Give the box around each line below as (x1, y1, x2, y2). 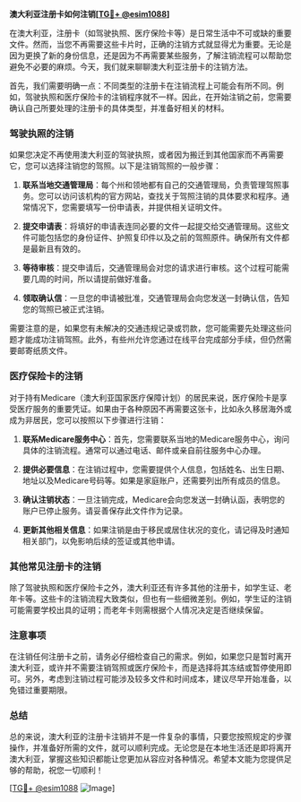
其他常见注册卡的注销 (9, 560, 101, 573)
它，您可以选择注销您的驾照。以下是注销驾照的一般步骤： (9, 160, 221, 171)
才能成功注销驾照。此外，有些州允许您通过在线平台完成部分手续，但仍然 (16, 334, 284, 345)
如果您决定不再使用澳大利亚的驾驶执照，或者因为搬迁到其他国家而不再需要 (9, 150, 284, 160)
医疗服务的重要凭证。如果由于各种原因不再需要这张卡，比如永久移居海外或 (16, 403, 292, 414)
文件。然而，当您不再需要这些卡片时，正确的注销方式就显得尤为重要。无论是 (9, 39, 292, 49)
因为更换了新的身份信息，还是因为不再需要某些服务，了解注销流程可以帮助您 (9, 50, 292, 61)
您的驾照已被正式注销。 (21, 304, 109, 315)
